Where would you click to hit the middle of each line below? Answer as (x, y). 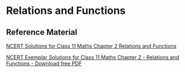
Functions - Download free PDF (44, 63)
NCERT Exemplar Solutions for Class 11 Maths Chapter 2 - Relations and (93, 57)
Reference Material (42, 32)
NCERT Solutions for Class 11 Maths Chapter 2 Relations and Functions (91, 46)
